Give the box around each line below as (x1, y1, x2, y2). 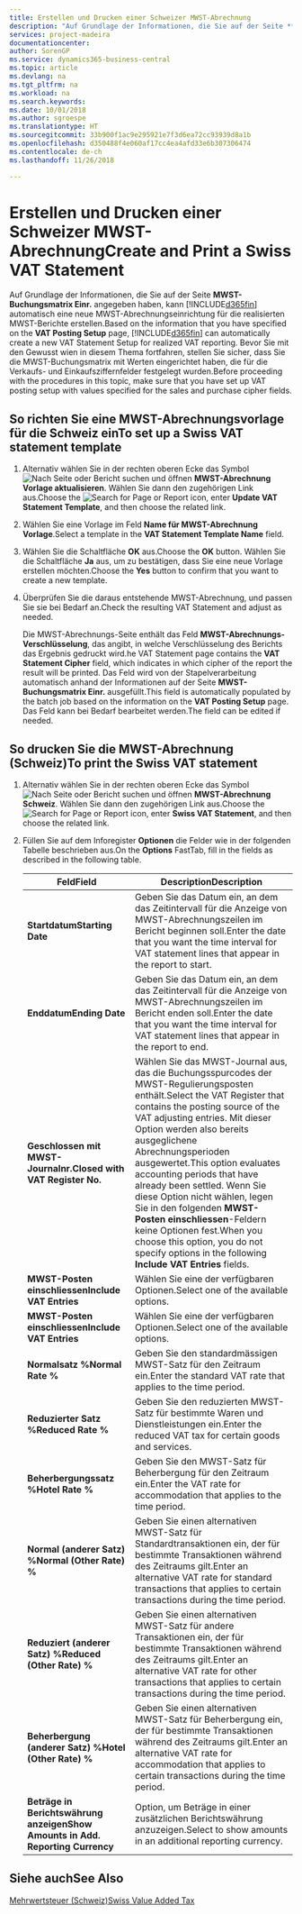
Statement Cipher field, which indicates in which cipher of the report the (22, 658, 293, 669)
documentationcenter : (9, 38, 91, 48)
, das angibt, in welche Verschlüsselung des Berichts (86, 639, 283, 650)
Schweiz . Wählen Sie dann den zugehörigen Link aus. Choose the (22, 798, 265, 809)
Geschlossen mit (26, 1140, 102, 1153)
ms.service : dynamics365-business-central (9, 55, 171, 64)
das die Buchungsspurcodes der (134, 1067, 272, 1080)
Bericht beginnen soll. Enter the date (134, 925, 286, 937)
